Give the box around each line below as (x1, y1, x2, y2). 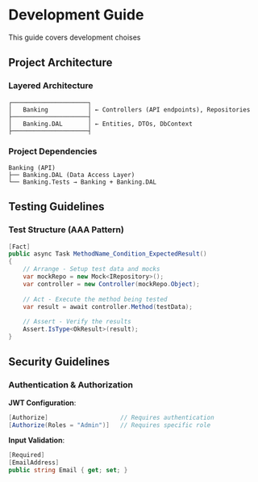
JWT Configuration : (8, 398, 77, 408)
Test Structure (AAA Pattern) (8, 224, 125, 235)
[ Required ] (8, 451, 45, 459)
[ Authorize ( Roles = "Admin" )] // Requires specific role (8, 421, 211, 429)
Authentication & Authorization (8, 379, 133, 391)
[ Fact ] (8, 243, 31, 251)
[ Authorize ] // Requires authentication (8, 413, 215, 421)
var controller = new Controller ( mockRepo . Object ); (23, 280, 200, 288)
